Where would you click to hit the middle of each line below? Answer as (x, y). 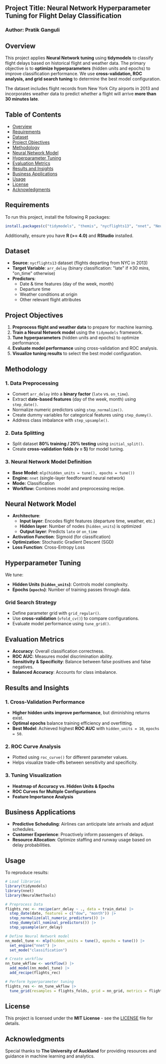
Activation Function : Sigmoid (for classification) (62, 537)
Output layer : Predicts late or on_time (59, 532)
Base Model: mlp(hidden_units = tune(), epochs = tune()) (73, 472)
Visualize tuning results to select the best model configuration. (77, 354)
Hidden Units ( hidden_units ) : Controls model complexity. (70, 584)
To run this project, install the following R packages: (58, 217)
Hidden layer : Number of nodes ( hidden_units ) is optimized (81, 526)
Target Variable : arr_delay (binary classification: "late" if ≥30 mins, (81, 268)
